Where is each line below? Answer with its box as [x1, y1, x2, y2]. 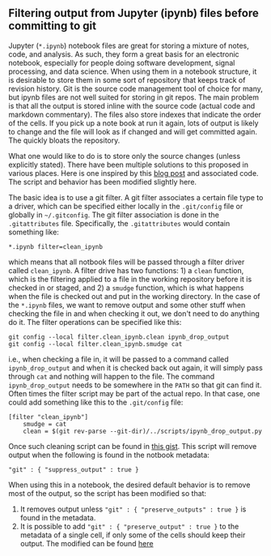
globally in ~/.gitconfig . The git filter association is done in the [8, 210, 220, 220]
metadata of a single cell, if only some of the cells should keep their [19, 530, 246, 540]
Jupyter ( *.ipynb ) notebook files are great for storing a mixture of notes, [8, 41, 249, 50]
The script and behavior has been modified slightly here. [8, 177, 197, 186]
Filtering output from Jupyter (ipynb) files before [8, 6, 259, 20]
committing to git [8, 19, 97, 33]
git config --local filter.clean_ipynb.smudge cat [8, 340, 183, 348]
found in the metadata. [19, 512, 96, 522]
